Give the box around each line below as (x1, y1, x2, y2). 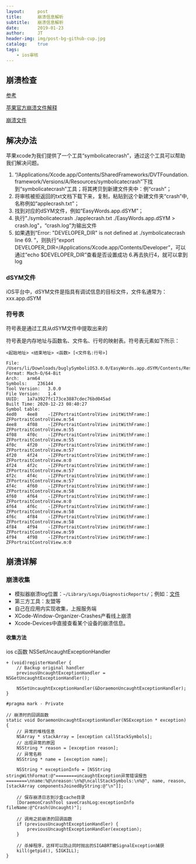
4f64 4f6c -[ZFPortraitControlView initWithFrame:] (6, 503, 150, 509)
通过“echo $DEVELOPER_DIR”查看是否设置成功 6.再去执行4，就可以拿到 (14, 251, 188, 258)
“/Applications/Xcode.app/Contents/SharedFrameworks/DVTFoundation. (14, 171, 189, 179)
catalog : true (6, 42, 48, 47)
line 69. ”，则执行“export (14, 236, 75, 244)
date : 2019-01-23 (6, 25, 64, 31)
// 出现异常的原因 (16, 740, 55, 746)
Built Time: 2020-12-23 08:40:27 (6, 401, 87, 407)
